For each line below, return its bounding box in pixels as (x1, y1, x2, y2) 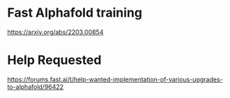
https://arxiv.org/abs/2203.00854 (7, 28, 104, 36)
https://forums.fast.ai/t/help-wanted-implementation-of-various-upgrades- (7, 75, 223, 83)
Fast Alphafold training (7, 5, 143, 21)
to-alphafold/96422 (7, 82, 64, 91)
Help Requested (7, 52, 102, 68)
